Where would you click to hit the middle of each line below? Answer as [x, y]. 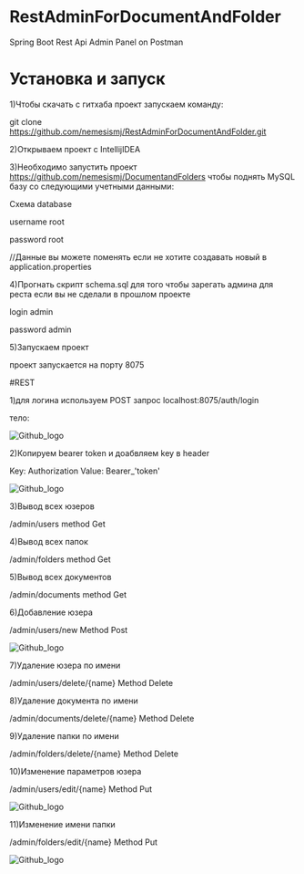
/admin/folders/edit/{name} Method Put [83, 842]
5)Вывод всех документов [61, 577]
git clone [26, 121]
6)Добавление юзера [51, 612]
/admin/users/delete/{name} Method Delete [91, 682]
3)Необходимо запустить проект [74, 167]
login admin [31, 311]
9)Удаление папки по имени [65, 735]
